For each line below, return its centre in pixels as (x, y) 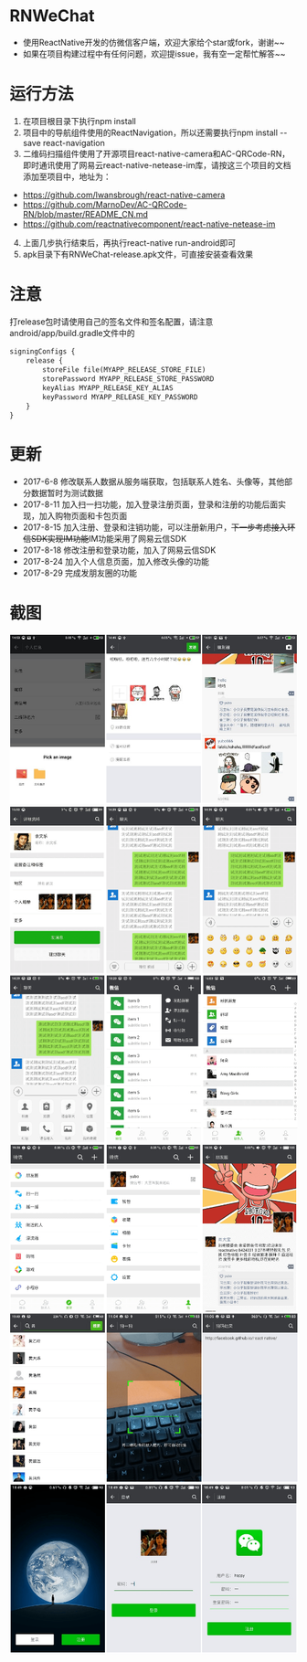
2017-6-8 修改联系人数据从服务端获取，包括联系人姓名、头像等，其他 (153, 482)
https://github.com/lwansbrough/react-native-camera (124, 195)
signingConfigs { (42, 351)
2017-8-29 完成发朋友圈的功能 (80, 573)
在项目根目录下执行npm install (79, 121)
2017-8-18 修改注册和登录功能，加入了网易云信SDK (119, 550)
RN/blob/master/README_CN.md (85, 214)
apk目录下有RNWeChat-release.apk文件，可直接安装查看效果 (138, 254)
